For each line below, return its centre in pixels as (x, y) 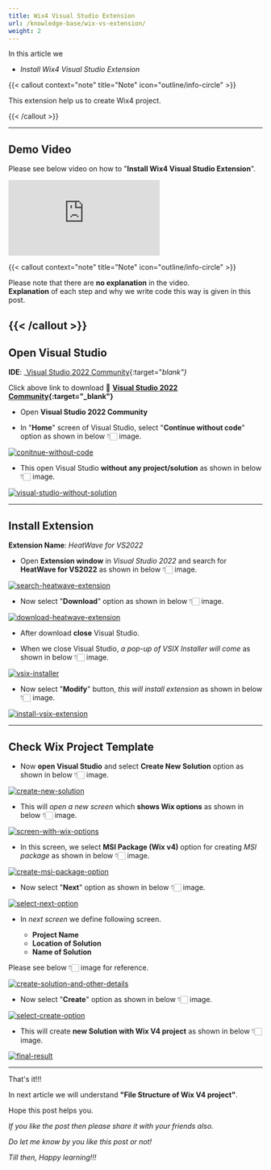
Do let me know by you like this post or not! (80, 1142)
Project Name (55, 935)
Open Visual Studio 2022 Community (83, 412)
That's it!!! (25, 1080)
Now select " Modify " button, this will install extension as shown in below (141, 689)
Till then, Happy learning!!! (52, 1157)
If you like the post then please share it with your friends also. (111, 1126)
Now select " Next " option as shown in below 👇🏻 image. (113, 887)
